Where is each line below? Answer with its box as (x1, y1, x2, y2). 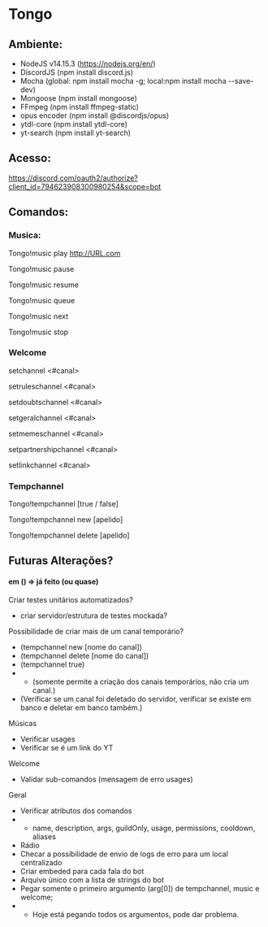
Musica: (8, 229, 41, 241)
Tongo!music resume (8, 280, 80, 289)
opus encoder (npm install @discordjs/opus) (19, 111, 170, 120)
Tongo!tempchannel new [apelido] (8, 515, 123, 524)
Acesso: (8, 151, 51, 165)
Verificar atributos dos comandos (19, 806, 132, 816)
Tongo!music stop (8, 327, 69, 337)
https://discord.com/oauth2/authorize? (8, 172, 138, 183)
